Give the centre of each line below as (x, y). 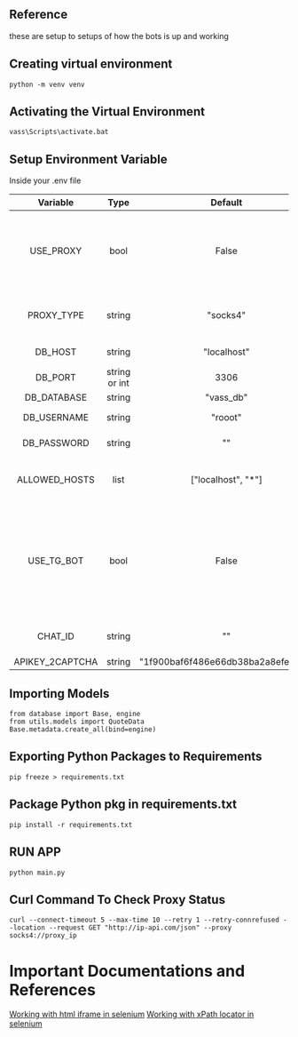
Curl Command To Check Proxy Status (118, 900)
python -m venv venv (47, 84)
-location (27, 928)
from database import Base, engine (75, 714)
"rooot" (227, 418)
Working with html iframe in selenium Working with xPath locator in (132, 1014)
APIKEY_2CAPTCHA (56, 662)
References (52, 989)
